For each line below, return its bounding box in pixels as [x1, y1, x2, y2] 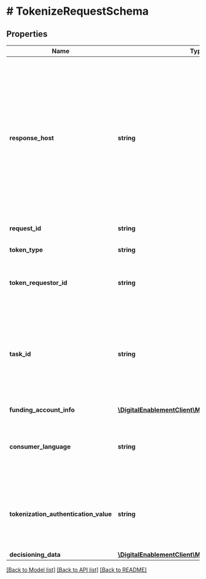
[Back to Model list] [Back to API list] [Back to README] [6, 566, 147, 573]
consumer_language [9, 442, 71, 451]
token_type [9, 246, 44, 254]
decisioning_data [9, 550, 61, 559]
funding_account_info [9, 406, 75, 414]
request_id [9, 224, 42, 232]
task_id [9, 350, 31, 358]
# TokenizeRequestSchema [6, 4, 149, 18]
